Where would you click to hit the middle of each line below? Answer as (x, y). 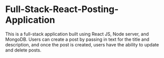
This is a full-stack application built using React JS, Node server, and (77, 34)
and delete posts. (23, 50)
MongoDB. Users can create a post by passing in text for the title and (77, 39)
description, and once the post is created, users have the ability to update (82, 44)
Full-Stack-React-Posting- (62, 9)
